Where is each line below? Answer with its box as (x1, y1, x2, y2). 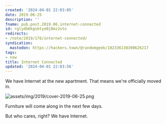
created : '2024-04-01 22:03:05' (5, 7, 74, 13)
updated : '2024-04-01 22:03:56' (5, 64, 74, 69)
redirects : (5, 31, 28, 36)
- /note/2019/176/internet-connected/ (5, 36, 87, 41)
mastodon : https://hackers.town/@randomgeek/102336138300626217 (10, 45, 149, 50)
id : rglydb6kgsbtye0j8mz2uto (5, 26, 67, 32)
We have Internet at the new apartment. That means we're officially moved (5, 78, 161, 84)
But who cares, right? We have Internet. (5, 113, 88, 119)
